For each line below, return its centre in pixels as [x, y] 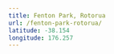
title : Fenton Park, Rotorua [57, 15]
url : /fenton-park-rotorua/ [55, 23]
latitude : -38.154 [39, 30]
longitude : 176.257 [41, 38]
